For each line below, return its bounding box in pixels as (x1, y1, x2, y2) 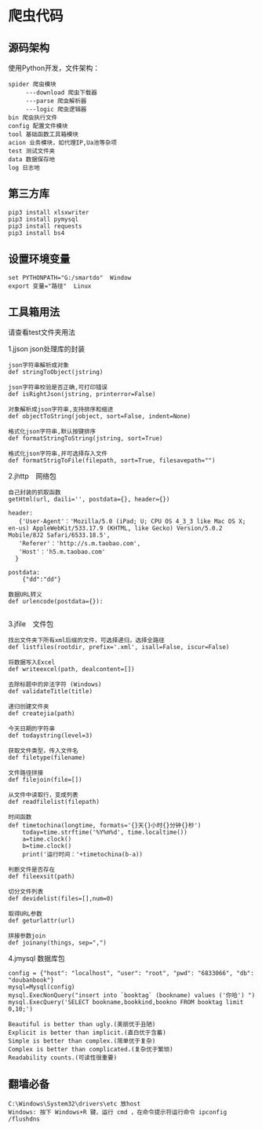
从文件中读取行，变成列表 (8, 791, 78, 799)
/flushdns (8, 1115, 41, 1124)
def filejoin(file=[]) (8, 776, 82, 784)
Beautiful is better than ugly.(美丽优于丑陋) (8, 1021, 156, 1029)
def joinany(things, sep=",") (8, 939, 107, 947)
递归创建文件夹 (8, 703, 49, 711)
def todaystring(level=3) (8, 732, 93, 739)
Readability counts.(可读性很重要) (8, 1054, 118, 1062)
